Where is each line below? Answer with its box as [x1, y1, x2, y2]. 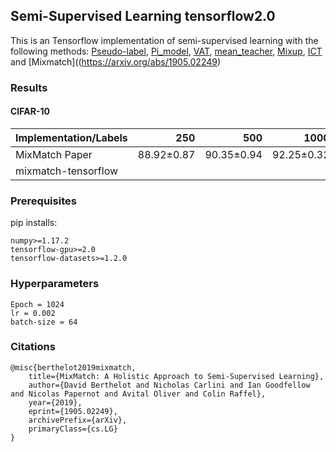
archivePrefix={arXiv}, [28, 415, 128, 425]
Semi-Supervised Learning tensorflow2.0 [10, 8, 276, 25]
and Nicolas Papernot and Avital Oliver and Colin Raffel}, [10, 389, 267, 399]
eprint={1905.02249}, [28, 406, 118, 416]
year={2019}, [28, 397, 83, 408]
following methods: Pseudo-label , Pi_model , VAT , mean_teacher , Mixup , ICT [10, 45, 323, 57]
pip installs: [10, 217, 58, 229]
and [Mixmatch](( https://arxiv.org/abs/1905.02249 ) [10, 55, 222, 68]
